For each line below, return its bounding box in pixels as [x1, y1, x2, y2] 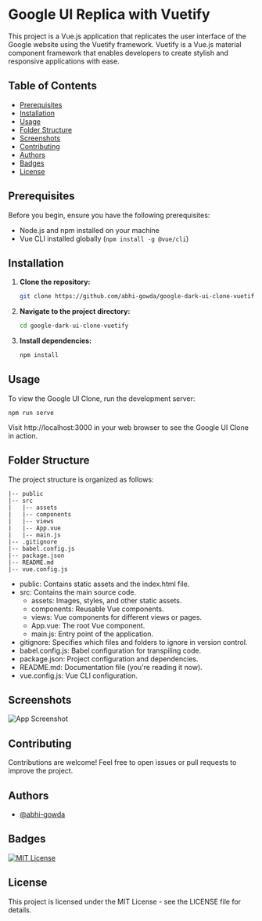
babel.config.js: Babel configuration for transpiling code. [19, 646, 202, 655]
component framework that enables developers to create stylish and [8, 48, 229, 57]
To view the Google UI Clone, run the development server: [8, 394, 196, 403]
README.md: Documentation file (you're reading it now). [19, 662, 203, 672]
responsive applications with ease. [8, 56, 120, 66]
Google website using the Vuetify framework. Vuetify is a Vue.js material [8, 39, 242, 49]
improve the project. [8, 766, 74, 776]
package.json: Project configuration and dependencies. [19, 653, 199, 664]
